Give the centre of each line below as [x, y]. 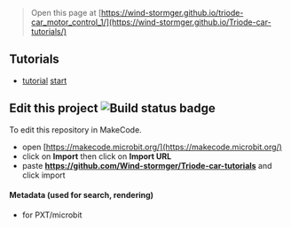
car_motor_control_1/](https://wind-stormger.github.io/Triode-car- [151, 22]
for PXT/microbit [52, 215]
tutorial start [44, 80]
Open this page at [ [66, 13]
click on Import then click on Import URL [97, 156]
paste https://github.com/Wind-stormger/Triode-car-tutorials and [147, 165]
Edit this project [54, 108]
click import [43, 175]
